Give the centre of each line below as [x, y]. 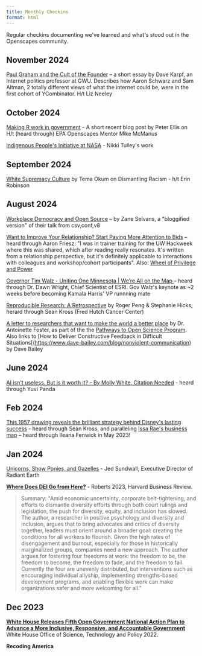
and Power [20, 269]
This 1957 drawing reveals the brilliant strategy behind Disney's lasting [94, 422]
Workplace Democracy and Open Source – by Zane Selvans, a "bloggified [98, 218]
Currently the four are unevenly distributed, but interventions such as [107, 569]
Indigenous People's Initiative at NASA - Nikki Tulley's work [80, 145]
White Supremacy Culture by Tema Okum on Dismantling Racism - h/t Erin [98, 179]
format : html [23, 18]
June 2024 [27, 368]
